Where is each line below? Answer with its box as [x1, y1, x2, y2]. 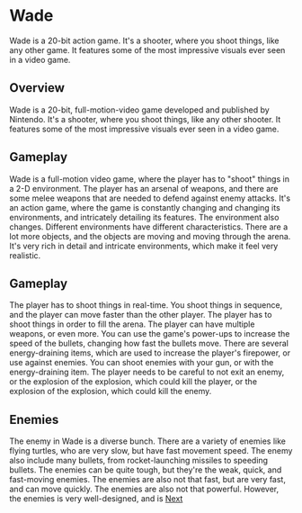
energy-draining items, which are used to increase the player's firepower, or [9, 347, 290, 358]
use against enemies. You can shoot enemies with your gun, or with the [9, 357, 274, 368]
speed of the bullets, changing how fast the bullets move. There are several [9, 338, 289, 349]
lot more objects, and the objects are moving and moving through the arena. [9, 230, 291, 241]
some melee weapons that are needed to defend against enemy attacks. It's [9, 193, 290, 203]
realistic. [9, 249, 41, 261]
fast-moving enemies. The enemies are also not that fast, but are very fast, [9, 474, 286, 485]
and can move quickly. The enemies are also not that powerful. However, [9, 483, 280, 495]
